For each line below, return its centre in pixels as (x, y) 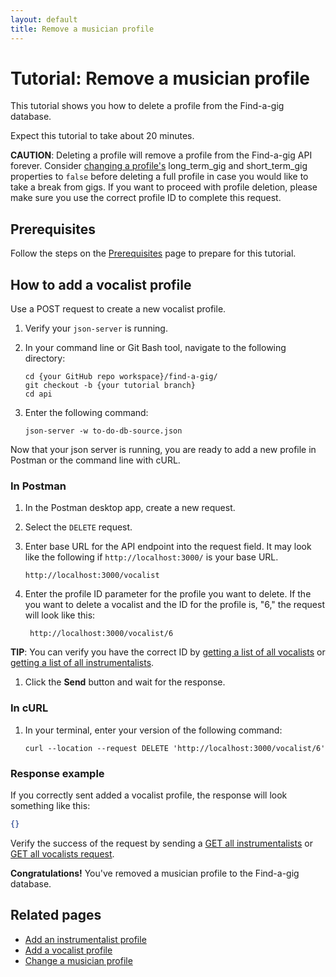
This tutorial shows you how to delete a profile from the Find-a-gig (147, 106)
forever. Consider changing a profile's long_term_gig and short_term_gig (159, 166)
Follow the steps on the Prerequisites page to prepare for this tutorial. (153, 253)
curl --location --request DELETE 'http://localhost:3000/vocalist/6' (175, 748)
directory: (45, 358)
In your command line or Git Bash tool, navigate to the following (155, 348)
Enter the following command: (86, 413)
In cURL (29, 708)
